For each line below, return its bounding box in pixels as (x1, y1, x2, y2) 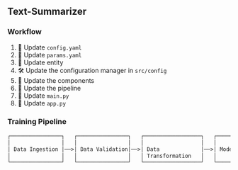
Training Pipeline (7, 116, 67, 126)
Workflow (7, 27, 42, 37)
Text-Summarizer (7, 6, 87, 18)
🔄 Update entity (17, 58, 64, 67)
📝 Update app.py (17, 98, 66, 107)
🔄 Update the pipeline (17, 84, 81, 92)
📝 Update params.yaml (17, 50, 82, 59)
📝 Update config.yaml (17, 42, 82, 52)
